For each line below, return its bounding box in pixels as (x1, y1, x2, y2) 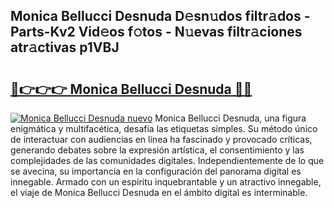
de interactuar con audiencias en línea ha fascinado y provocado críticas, (10, 134, 313, 145)
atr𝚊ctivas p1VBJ (10, 39, 120, 56)
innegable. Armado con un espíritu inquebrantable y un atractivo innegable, (10, 176, 322, 188)
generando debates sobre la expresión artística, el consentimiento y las (10, 144, 305, 156)
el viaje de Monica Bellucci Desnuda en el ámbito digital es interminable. (10, 187, 308, 198)
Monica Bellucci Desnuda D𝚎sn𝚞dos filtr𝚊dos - (10, 8, 311, 25)
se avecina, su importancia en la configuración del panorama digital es (10, 165, 302, 177)
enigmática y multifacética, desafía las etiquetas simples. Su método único (10, 123, 318, 134)
